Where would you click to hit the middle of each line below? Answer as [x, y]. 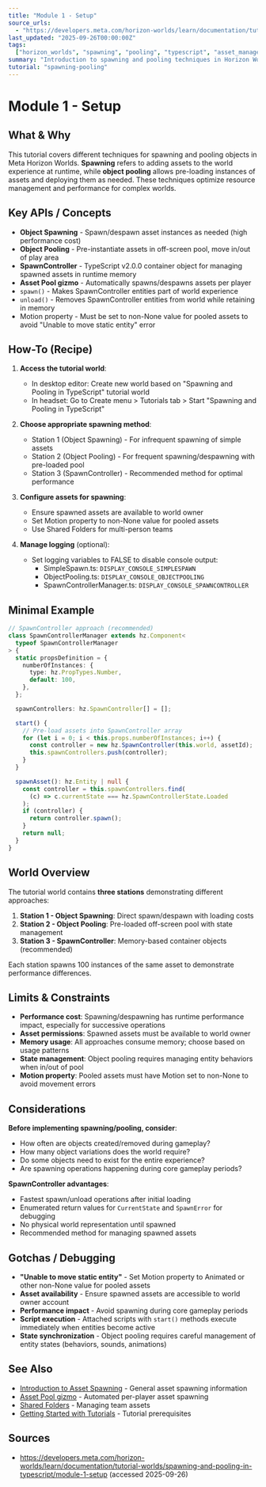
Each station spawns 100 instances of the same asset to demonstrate [122, 964]
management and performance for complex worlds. [92, 188]
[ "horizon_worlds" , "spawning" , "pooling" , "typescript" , [113, 52]
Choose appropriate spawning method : [85, 424]
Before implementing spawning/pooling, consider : [93, 1128]
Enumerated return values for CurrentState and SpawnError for [121, 1207]
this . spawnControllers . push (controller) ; [99, 753]
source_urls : [30, 23]
